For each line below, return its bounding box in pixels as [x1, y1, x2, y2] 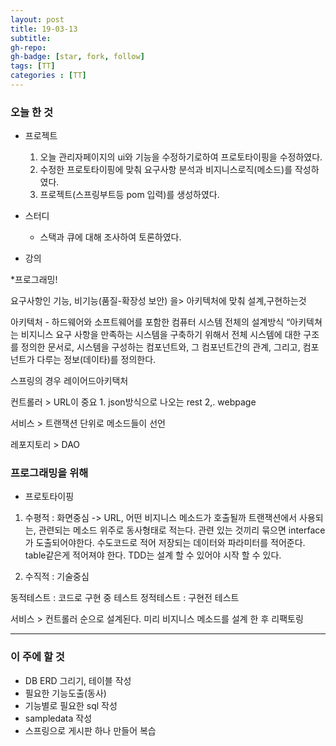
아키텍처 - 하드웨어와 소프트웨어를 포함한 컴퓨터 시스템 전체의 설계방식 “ [10, 316, 291, 328]
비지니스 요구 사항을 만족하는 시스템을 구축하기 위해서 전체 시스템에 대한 [20, 329, 302, 341]
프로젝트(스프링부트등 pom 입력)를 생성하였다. [39, 189, 220, 201]
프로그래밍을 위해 [10, 466, 89, 480]
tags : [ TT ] [10, 61, 56, 71]
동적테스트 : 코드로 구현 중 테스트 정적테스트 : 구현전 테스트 [10, 592, 240, 604]
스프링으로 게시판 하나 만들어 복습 [24, 724, 157, 736]
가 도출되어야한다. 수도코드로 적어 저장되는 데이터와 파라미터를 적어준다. [24, 537, 306, 549]
